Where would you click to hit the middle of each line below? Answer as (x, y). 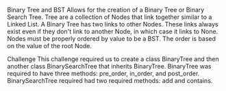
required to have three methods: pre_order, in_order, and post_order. (103, 73)
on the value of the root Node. (50, 46)
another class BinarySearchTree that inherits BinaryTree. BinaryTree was (109, 66)
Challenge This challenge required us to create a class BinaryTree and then (113, 59)
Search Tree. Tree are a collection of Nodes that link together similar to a (110, 17)
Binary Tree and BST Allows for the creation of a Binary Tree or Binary (106, 10)
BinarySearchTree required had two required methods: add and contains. (110, 80)
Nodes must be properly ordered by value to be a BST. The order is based (112, 39)
